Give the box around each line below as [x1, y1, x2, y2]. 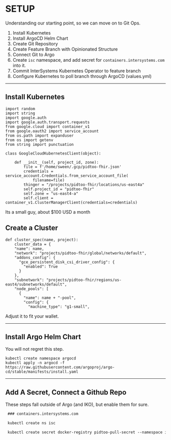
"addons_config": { [14, 255, 56, 260]
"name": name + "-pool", [23, 295, 76, 300]
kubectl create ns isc [7, 421, 56, 426]
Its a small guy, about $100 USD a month [5, 209, 91, 215]
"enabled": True [23, 264, 58, 269]
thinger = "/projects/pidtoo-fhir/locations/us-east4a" [23, 182, 145, 187]
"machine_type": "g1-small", [27, 304, 90, 309]
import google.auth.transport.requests [5, 119, 90, 125]
